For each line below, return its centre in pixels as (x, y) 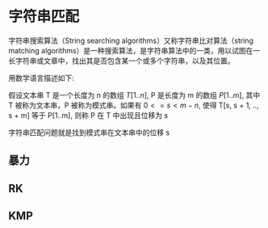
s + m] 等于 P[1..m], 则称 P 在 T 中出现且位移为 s (88, 115)
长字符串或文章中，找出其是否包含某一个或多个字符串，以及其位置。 (121, 61)
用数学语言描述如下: (42, 78)
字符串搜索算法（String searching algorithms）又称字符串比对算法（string (131, 40)
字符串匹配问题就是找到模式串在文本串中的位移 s (89, 132)
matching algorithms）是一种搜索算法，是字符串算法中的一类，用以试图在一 (134, 50)
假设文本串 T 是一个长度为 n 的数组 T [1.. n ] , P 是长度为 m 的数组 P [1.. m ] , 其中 (134, 95)
